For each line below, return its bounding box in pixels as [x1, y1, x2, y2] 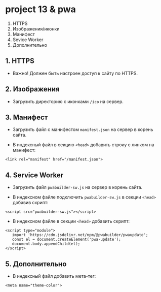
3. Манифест [5, 113, 48, 121]
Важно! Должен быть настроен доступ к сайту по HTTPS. [12, 70, 138, 76]
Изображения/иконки [12, 25, 60, 31]
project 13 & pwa [5, 4, 76, 15]
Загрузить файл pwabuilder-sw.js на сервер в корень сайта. [12, 184, 143, 190]
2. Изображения [5, 85, 60, 93]
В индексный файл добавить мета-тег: [12, 273, 96, 279]
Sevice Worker [12, 37, 44, 43]
